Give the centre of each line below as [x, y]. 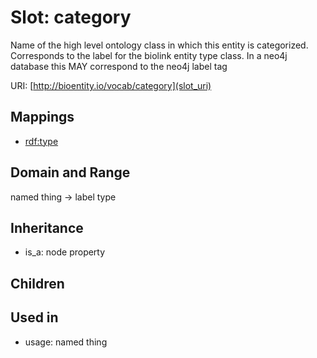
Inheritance [47, 227]
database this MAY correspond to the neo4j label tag [119, 66]
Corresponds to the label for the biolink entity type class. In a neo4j [149, 55]
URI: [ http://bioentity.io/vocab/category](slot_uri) [111, 85]
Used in [34, 317]
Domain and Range [70, 172]
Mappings [42, 117]
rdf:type [41, 141]
